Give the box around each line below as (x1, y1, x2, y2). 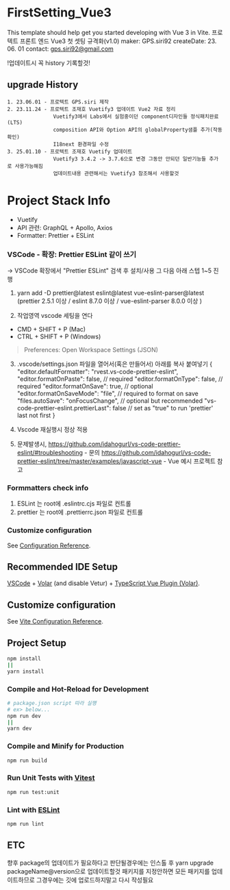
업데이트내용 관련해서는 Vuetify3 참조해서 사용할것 (53, 170, 179, 177)
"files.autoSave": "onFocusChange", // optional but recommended (16, 396, 203, 405)
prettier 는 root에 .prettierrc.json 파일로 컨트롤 (16, 508, 144, 517)
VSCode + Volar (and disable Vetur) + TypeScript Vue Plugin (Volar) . (7, 579, 201, 587)
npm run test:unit (7, 789, 60, 795)
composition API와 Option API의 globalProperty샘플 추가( (53, 126, 214, 133)
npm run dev (7, 713, 41, 719)
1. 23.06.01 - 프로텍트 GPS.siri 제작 (7, 98, 110, 106)
